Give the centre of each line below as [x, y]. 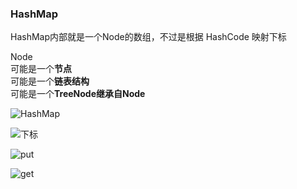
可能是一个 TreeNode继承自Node [78, 94]
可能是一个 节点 [41, 69]
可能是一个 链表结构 [50, 81]
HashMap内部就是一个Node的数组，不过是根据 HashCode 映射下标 [148, 37]
